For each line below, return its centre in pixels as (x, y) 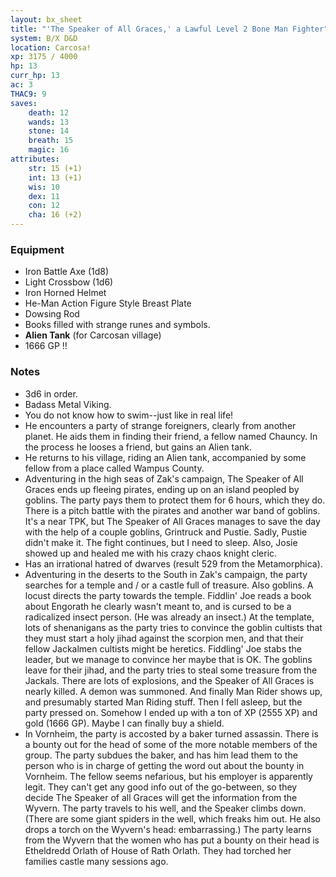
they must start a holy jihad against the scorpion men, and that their (164, 638)
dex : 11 (44, 196)
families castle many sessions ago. (96, 861)
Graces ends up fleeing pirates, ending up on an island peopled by (162, 489)
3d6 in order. (51, 393)
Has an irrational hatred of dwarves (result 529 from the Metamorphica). (173, 563)
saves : (24, 103)
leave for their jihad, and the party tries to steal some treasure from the (171, 670)
